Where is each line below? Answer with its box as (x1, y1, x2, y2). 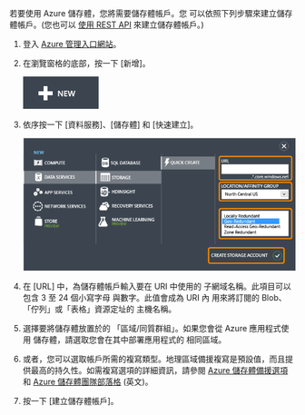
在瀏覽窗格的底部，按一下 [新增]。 (22, 58, 151, 68)
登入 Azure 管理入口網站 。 (22, 39, 122, 49)
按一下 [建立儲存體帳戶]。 (22, 395, 119, 406)
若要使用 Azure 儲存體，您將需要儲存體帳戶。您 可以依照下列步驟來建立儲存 (9, 8, 293, 18)
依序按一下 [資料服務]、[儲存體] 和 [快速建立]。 (22, 119, 199, 130)
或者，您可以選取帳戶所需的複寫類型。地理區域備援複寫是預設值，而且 (22, 353, 286, 364)
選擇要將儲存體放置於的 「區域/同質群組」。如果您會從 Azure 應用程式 (22, 322, 281, 333)
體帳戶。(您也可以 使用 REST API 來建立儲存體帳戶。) (9, 19, 204, 30)
